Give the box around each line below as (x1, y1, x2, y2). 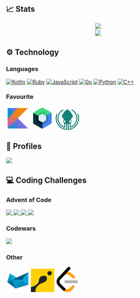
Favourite (6, 93, 34, 101)
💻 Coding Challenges (6, 176, 87, 185)
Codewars (6, 224, 36, 232)
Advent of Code (6, 196, 52, 204)
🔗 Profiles (6, 142, 42, 152)
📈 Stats (6, 4, 36, 14)
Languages (6, 65, 39, 73)
